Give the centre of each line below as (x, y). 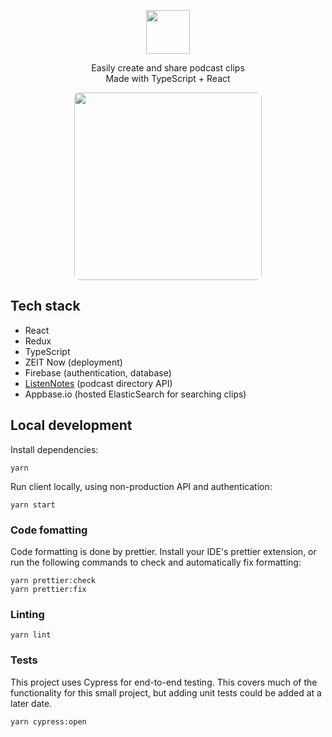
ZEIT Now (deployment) (73, 362)
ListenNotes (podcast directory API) (98, 383)
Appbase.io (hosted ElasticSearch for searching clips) (135, 394)
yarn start (33, 505)
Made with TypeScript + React (168, 78)
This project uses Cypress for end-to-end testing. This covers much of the (164, 682)
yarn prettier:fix (48, 589)
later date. (31, 703)
